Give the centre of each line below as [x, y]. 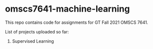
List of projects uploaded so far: [37, 32]
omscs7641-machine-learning [68, 9]
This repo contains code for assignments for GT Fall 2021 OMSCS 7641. [76, 22]
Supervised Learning [33, 41]
